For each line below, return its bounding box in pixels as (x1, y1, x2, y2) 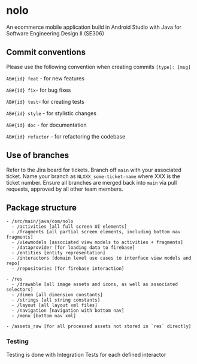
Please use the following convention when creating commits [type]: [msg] (6, 63, 191, 70)
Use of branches (6, 151, 69, 161)
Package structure (6, 202, 77, 213)
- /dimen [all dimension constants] (11, 292, 103, 298)
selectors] (6, 287, 34, 293)
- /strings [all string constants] (11, 297, 101, 303)
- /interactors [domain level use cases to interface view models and (11, 255, 192, 261)
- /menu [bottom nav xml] (11, 313, 77, 319)
